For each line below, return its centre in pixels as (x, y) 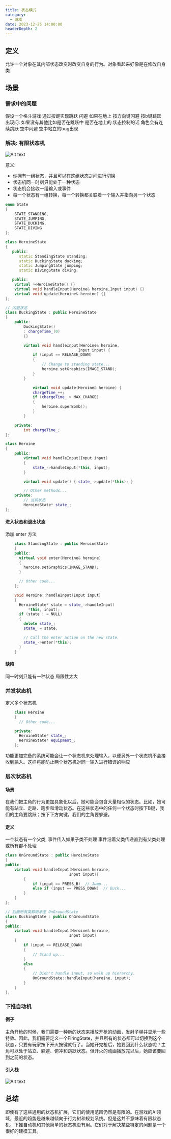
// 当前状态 (35, 500)
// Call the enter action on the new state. (72, 637)
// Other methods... (45, 491)
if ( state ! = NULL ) (40, 614)
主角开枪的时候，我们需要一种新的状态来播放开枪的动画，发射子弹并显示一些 (85, 1032)
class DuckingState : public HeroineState (51, 313)
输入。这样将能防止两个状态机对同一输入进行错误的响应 (72, 762)
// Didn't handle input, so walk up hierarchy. (84, 974)
